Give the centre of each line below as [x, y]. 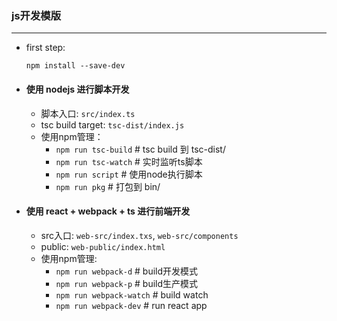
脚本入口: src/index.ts [88, 113]
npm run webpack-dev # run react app [131, 305]
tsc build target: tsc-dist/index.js [112, 124]
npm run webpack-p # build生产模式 [127, 283]
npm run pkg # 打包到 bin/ [108, 186]
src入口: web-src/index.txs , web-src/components [139, 235]
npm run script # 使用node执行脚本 [129, 174]
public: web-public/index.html [103, 246]
